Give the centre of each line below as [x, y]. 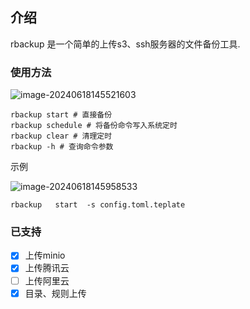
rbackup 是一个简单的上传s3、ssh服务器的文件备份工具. [125, 44]
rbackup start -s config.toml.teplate [98, 205]
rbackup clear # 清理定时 [61, 136]
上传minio [45, 255]
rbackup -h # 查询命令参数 [62, 147]
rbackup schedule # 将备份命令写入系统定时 [94, 126]
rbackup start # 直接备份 [61, 115]
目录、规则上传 [55, 293]
